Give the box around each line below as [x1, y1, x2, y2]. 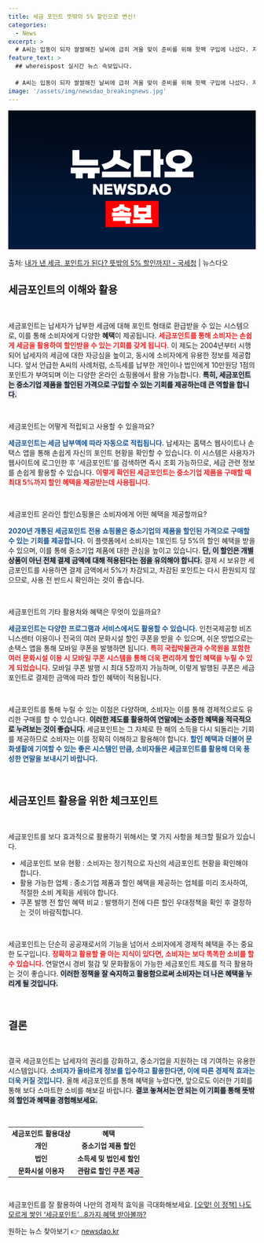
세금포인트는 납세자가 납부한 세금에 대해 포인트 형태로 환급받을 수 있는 [8, 320, 222, 330]
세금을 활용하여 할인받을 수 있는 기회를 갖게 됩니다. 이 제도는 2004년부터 [16, 340, 237, 349]
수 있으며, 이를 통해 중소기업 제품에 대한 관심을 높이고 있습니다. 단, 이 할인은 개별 [8, 546, 254, 555]
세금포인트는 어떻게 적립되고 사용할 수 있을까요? [8, 421, 155, 431]
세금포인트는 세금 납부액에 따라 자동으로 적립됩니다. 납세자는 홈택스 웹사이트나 [8, 438, 246, 448]
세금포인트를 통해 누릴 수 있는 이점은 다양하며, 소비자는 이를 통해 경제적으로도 [8, 704, 245, 714]
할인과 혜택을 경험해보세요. [16, 1095, 98, 1105]
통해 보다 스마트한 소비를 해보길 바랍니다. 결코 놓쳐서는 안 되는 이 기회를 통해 [8, 1086, 241, 1095]
